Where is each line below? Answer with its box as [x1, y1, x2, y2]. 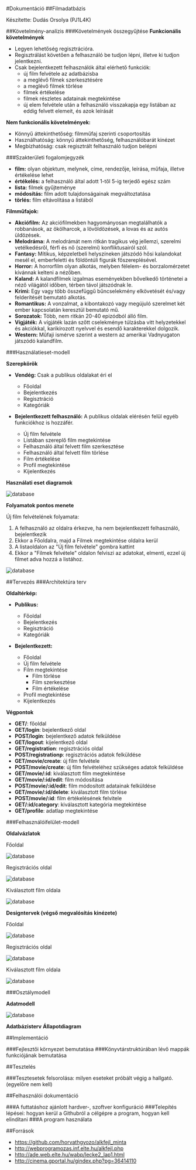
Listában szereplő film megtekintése [23, 436, 111, 444]
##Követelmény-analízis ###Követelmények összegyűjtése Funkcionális [6, 28, 181, 35]
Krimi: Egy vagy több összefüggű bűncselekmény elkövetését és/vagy [14, 288, 185, 295]
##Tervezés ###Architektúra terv [6, 578, 87, 585]
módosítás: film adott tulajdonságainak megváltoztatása [14, 190, 151, 197]
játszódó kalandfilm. [14, 337, 63, 344]
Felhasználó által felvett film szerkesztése [23, 443, 125, 450]
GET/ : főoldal [14, 720, 47, 727]
